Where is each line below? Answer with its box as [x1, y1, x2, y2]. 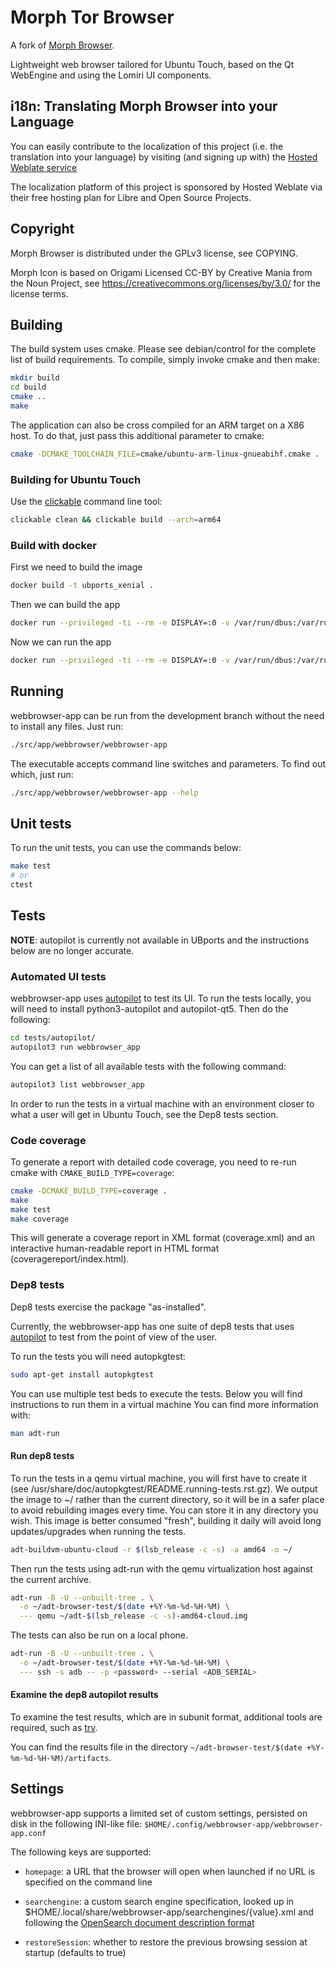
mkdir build [10, 373, 60, 383]
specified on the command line [24, 1876, 153, 1888]
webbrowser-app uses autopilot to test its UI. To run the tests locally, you [10, 992, 312, 1004]
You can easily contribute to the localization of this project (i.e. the [10, 140, 284, 152]
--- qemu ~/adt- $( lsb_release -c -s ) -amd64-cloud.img [19, 1611, 248, 1621]
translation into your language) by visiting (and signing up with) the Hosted [10, 151, 318, 163]
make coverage [10, 1214, 70, 1224]
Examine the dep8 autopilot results [10, 1689, 159, 1701]
